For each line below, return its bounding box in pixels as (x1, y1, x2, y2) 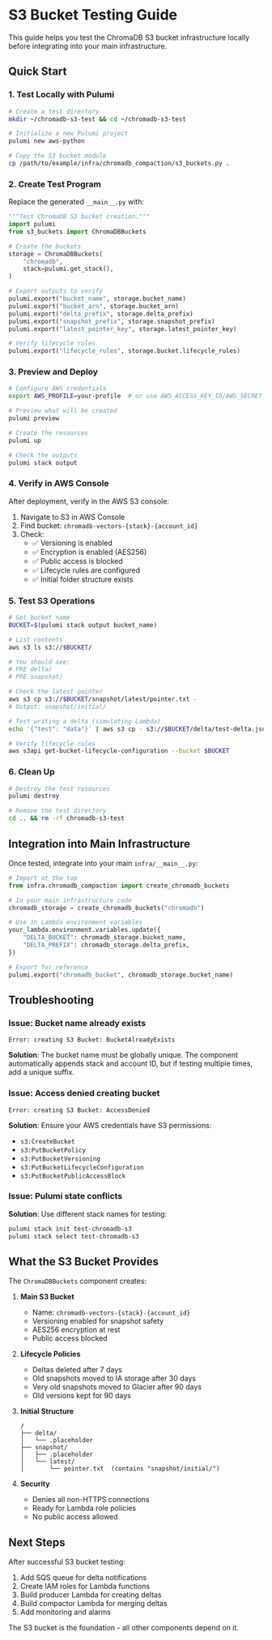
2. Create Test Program (8, 178, 101, 190)
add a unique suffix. (8, 1067, 75, 1077)
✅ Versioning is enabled (32, 538, 113, 547)
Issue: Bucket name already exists (8, 1017, 147, 1028)
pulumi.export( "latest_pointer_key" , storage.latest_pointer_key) (8, 324, 237, 333)
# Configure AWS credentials (8, 384, 107, 393)
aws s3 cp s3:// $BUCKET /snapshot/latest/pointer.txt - (8, 695, 198, 703)
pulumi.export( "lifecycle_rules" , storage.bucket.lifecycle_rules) (8, 347, 241, 355)
